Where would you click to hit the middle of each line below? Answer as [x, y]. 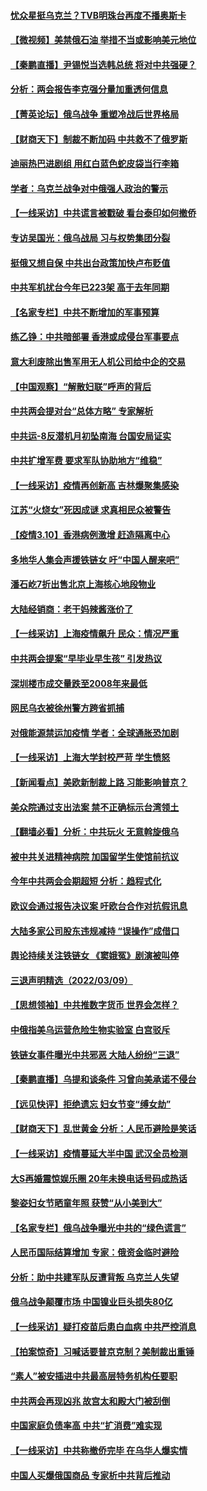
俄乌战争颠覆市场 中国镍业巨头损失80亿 [91, 1302]
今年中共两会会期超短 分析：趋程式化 [86, 881]
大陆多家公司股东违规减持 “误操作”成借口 [95, 931]
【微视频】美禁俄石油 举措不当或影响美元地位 [103, 40]
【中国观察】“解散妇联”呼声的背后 [81, 386]
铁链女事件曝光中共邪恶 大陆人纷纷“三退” [95, 1054]
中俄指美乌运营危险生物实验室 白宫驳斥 [90, 1029]
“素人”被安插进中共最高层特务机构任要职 [94, 1376]
